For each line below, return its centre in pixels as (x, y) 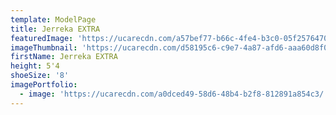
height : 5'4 (35, 66)
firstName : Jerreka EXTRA (64, 57)
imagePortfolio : (44, 85)
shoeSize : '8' (40, 76)
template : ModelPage (53, 19)
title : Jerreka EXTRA (55, 29)
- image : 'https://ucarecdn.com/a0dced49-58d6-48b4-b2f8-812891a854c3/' (174, 94)
